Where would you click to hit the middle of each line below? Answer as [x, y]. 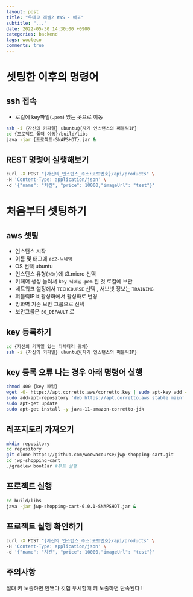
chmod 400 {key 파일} [32, 387]
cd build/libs [24, 501]
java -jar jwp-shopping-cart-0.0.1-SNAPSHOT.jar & [71, 506]
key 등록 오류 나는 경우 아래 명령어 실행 [74, 372]
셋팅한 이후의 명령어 [53, 77]
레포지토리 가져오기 [40, 430]
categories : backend [32, 34]
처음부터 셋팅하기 [46, 211]
